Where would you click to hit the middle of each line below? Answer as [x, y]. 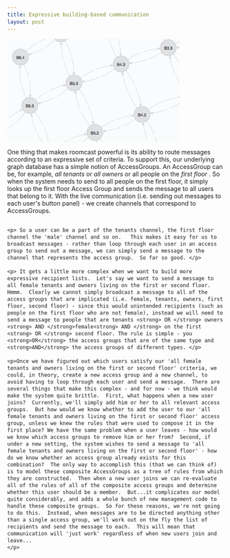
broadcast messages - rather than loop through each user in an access [112, 244]
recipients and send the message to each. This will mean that [101, 527]
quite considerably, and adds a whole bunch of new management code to [112, 499]
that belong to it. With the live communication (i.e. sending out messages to [114, 196]
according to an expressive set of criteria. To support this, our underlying [111, 159]
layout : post [26, 22]
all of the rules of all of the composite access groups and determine [112, 485]
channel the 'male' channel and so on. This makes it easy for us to [112, 237]
